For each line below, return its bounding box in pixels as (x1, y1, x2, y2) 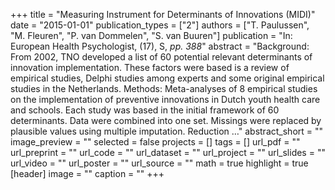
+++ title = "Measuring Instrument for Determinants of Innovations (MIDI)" (10, 9, 316, 20)
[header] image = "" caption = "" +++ (10, 168, 165, 179)
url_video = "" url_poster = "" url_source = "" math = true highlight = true (10, 157, 309, 169)
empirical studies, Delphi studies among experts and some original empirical (10, 72, 325, 84)
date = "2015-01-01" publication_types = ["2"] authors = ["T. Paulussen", (10, 19, 310, 31)
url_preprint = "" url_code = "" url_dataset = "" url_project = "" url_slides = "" (10, 147, 326, 158)
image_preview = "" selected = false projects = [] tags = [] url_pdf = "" (10, 136, 301, 148)
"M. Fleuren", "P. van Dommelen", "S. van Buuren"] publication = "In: (10, 30, 293, 41)
